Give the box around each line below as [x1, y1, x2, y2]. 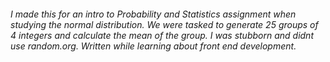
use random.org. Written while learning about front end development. [10, 40, 297, 52]
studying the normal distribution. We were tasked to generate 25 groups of [10, 18, 319, 30]
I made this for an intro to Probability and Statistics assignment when [10, 8, 297, 20]
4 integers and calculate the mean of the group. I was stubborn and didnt [10, 29, 314, 41]
